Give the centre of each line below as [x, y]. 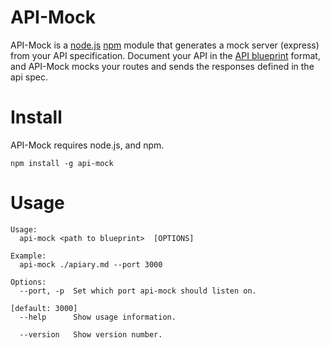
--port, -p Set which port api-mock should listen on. [138, 291]
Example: [28, 256]
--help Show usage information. [98, 317]
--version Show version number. [91, 334]
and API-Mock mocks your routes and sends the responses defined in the [162, 66]
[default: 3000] [44, 308]
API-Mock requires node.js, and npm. [87, 145]
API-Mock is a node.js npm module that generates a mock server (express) [165, 45]
